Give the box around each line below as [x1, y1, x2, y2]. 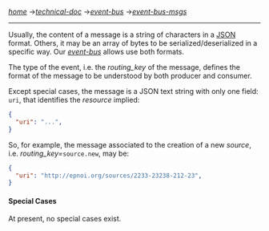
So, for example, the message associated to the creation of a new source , [8, 140, 252, 149]
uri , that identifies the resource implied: [8, 95, 140, 104]
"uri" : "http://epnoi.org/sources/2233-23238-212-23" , [15, 172, 203, 180]
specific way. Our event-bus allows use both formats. [8, 47, 184, 56]
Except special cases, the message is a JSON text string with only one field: [8, 87, 259, 95]
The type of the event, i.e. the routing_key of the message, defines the [8, 63, 241, 71]
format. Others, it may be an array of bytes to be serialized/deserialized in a [8, 38, 258, 47]
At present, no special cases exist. [8, 214, 122, 224]
